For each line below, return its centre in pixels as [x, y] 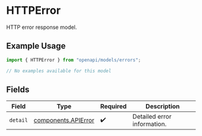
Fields [18, 89]
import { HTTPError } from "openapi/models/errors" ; [74, 60]
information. [150, 124]
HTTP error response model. [41, 27]
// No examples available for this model [59, 71]
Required [114, 107]
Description [163, 107]
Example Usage [36, 46]
